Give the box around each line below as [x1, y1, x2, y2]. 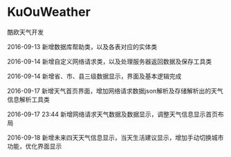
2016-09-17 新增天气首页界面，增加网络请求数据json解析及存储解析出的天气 [7, 86, 223, 95]
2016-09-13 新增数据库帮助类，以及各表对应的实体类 [7, 42, 158, 50]
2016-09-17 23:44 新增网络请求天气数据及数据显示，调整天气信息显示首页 [7, 110, 218, 118]
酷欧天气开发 [7, 28, 44, 36]
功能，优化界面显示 [7, 142, 62, 150]
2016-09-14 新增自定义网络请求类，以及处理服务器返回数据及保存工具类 [7, 57, 212, 66]
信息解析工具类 [7, 95, 50, 104]
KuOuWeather [7, 4, 91, 20]
